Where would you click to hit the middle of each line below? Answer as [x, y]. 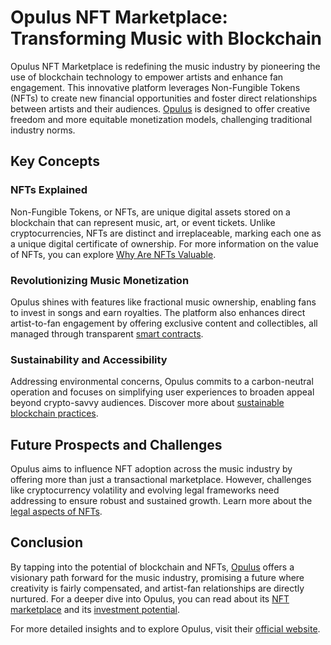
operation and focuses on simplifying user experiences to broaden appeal [162, 392]
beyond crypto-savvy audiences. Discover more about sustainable [147, 403]
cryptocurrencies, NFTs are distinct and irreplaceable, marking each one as [166, 233]
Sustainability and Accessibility [89, 359]
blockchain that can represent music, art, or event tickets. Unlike [143, 222]
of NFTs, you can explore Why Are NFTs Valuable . [113, 254]
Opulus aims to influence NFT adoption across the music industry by [151, 469]
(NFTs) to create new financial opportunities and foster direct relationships [164, 98]
